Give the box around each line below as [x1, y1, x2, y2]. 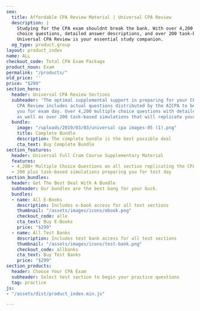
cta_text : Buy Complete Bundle [17, 141, 95, 147]
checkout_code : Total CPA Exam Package [6, 58, 105, 64]
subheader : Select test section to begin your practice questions [11, 274, 180, 280]
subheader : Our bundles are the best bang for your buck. [11, 186, 159, 191]
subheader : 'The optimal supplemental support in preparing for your [11, 97, 187, 103]
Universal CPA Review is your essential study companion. [17, 36, 164, 42]
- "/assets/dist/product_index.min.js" [6, 291, 105, 297]
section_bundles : [6, 175, 49, 181]
